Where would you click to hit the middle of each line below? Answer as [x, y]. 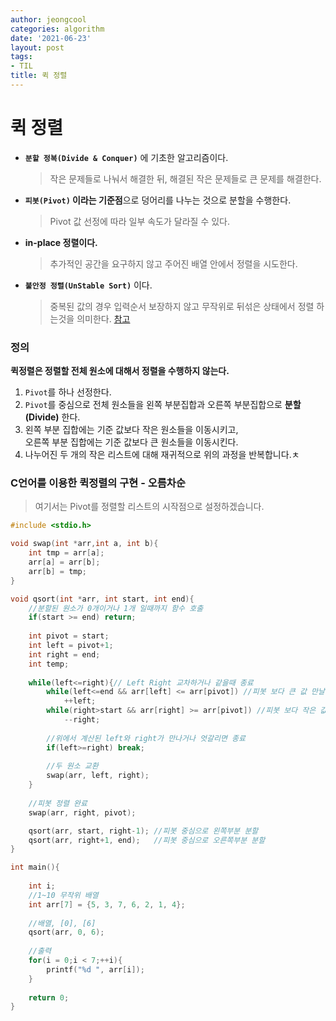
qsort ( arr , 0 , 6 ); [66, 932]
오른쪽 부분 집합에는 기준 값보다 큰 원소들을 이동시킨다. [131, 442]
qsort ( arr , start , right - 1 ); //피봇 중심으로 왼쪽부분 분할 [143, 831]
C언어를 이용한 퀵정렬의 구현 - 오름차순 [98, 483]
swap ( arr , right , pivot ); [82, 812]
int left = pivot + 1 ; [71, 646]
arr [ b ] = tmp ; [57, 571]
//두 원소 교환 [72, 766]
